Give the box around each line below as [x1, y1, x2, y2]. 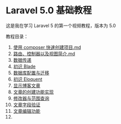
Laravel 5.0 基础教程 [6, 5, 92, 16]
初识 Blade [13, 63, 36, 69]
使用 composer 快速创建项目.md [13, 44, 81, 50]
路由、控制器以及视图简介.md [13, 51, 76, 57]
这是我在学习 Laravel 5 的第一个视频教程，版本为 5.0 [6, 22, 116, 29]
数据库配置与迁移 [13, 69, 50, 76]
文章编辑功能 [13, 108, 40, 114]
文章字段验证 [13, 102, 40, 108]
